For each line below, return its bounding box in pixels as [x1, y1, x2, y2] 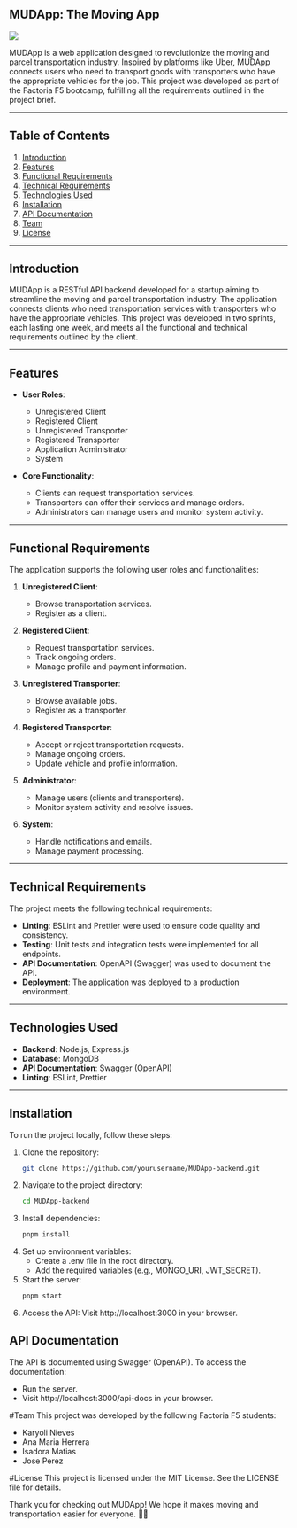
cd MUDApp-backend [21, 1197, 90, 1206]
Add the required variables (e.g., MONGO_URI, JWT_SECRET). [34, 1265, 262, 1275]
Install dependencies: [21, 1213, 101, 1224]
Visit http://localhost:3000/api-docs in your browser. [21, 1392, 214, 1403]
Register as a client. [34, 608, 108, 619]
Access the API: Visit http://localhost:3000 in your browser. [21, 1307, 239, 1318]
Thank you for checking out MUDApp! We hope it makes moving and [9, 1499, 259, 1509]
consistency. [21, 930, 69, 940]
